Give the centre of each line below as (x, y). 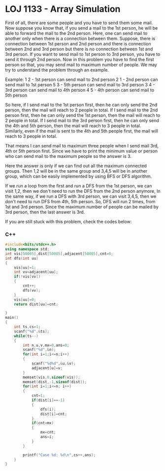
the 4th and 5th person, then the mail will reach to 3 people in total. (73, 126)
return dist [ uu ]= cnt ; (36, 304)
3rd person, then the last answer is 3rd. (45, 212)
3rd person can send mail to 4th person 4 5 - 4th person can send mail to (80, 90)
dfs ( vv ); (32, 290)
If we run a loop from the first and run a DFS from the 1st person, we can (79, 185)
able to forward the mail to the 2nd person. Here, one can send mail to (76, 33)
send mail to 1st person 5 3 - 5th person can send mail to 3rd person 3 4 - (80, 84)
